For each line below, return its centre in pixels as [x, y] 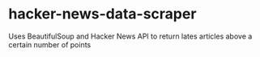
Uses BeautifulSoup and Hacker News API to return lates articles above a [130, 36]
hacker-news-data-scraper [102, 14]
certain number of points [50, 44]
